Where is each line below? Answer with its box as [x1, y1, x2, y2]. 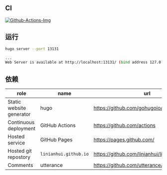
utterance [40, 162, 63, 169]
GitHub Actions [40, 122, 76, 129]
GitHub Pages [40, 136, 73, 143]
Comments [7, 162, 33, 169]
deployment [7, 125, 36, 132]
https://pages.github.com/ [93, 136, 155, 143]
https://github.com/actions [93, 122, 156, 129]
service [7, 139, 25, 146]
